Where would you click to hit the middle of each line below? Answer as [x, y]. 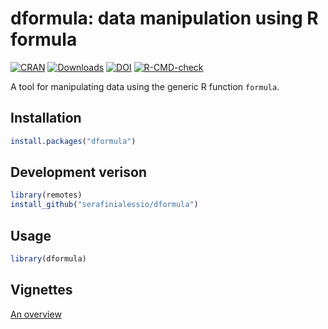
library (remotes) [46, 195]
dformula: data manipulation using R [164, 18]
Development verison [79, 172]
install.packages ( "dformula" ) [73, 141]
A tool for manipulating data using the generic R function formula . [145, 86]
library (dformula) [48, 259]
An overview [36, 314]
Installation [46, 118]
